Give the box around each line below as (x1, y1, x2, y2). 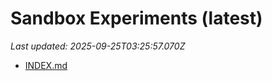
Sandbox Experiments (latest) (10, 7, 263, 30)
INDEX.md (24, 59, 68, 71)
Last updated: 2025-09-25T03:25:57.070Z (10, 40, 186, 52)
